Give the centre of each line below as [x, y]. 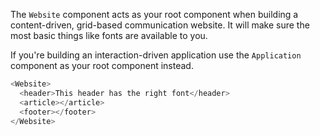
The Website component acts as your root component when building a [154, 14]
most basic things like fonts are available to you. [109, 35]
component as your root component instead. [102, 65]
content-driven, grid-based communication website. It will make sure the [160, 25]
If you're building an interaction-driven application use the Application [156, 55]
